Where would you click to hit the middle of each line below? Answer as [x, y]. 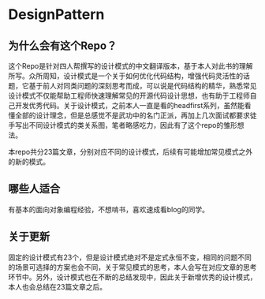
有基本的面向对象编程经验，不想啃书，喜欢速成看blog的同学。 [108, 209]
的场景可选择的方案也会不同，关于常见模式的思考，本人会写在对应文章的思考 [132, 267]
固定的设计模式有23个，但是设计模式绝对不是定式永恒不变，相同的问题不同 [130, 257]
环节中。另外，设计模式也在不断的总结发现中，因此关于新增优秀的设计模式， [132, 277]
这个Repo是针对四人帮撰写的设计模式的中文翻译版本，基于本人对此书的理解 [131, 66]
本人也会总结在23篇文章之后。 [58, 286]
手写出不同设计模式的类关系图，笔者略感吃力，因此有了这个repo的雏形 [123, 125]
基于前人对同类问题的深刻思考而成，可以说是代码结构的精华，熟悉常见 [143, 86]
